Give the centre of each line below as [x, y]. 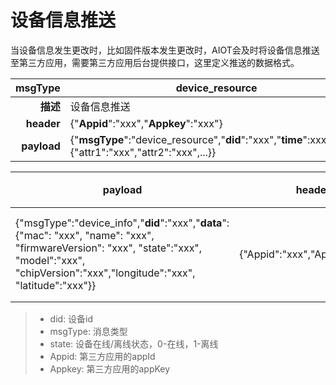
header [43, 123]
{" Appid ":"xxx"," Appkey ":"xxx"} [146, 123]
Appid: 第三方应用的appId [102, 356]
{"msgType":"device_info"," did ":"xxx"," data [119, 223]
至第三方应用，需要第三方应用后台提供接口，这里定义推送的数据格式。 [155, 62]
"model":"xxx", [50, 260]
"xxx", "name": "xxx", [104, 235]
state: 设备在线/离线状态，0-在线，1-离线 [134, 343]
